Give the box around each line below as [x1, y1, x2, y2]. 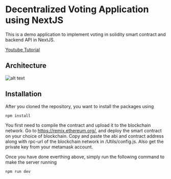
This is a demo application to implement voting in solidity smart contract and [5, 31, 166, 37]
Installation [5, 90, 42, 98]
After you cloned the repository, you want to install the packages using [5, 103, 154, 109]
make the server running [5, 159, 57, 165]
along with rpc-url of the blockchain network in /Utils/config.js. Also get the [5, 138, 164, 144]
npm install [5, 113, 31, 118]
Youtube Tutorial [5, 46, 40, 53]
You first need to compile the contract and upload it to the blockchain [5, 122, 151, 128]
